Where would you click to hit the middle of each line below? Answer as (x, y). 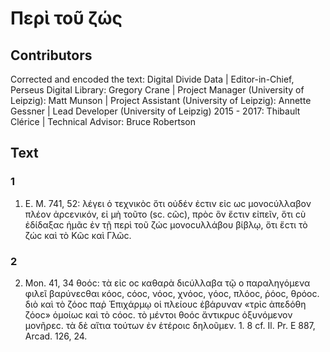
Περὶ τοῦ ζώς (66, 18)
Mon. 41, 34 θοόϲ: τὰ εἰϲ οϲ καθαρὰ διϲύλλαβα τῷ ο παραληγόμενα (167, 283)
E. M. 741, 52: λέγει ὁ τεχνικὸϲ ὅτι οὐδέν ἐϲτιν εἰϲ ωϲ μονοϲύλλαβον (168, 203)
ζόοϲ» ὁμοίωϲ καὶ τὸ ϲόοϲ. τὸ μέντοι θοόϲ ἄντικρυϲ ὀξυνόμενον (158, 314)
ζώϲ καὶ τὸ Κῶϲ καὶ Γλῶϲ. (78, 235)
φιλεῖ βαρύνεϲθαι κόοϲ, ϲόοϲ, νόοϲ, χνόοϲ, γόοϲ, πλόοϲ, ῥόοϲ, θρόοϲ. (172, 293)
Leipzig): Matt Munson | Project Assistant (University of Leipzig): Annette (161, 100)
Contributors (51, 55)
